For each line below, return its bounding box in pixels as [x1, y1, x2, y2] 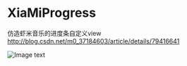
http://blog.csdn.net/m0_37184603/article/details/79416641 [7, 37, 180, 45]
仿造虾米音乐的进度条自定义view [7, 29, 102, 37]
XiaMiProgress [7, 5, 97, 21]
